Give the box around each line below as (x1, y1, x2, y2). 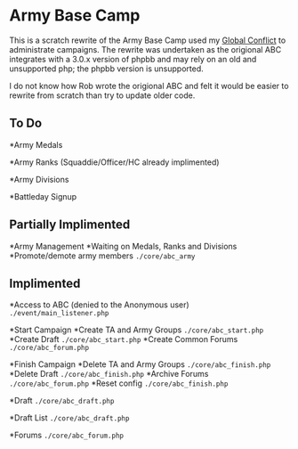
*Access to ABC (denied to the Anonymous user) (9, 299, 189, 310)
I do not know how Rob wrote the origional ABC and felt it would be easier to (9, 80, 289, 91)
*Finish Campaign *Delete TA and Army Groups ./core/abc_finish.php (9, 359, 271, 370)
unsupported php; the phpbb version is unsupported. (9, 63, 204, 74)
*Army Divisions (9, 174, 69, 184)
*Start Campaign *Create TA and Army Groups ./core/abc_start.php (9, 324, 264, 335)
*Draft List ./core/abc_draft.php (9, 412, 130, 423)
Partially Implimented (9, 217, 131, 233)
